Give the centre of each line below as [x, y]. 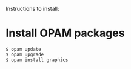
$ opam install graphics [37, 60]
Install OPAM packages [65, 33]
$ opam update [24, 49]
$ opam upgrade [25, 54]
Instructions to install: [32, 9]
